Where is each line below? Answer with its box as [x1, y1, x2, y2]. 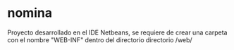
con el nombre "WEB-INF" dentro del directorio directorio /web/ [7, 35, 192, 44]
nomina [7, 5, 53, 21]
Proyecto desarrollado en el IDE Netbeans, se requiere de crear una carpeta [7, 28, 228, 37]
